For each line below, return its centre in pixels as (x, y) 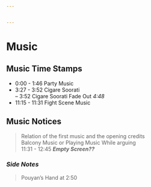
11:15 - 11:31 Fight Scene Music (53, 103)
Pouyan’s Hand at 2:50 (49, 177)
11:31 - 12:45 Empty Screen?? (58, 149)
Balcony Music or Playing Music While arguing (79, 142)
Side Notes (23, 165)
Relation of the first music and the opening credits (83, 136)
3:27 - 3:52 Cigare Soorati (47, 90)
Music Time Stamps (44, 69)
